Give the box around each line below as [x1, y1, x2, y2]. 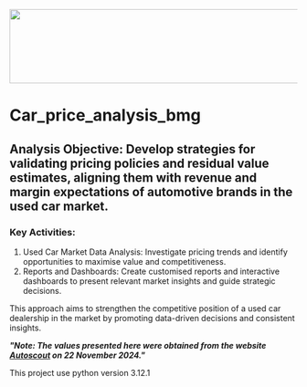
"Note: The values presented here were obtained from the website [9, 340, 267, 350]
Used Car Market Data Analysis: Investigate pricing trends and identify [22, 246, 288, 257]
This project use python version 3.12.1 [9, 367, 151, 378]
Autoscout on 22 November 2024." [9, 350, 146, 361]
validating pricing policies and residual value [9, 155, 270, 171]
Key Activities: [9, 225, 76, 238]
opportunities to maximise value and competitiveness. [22, 256, 227, 267]
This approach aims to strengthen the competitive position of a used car [9, 302, 281, 314]
